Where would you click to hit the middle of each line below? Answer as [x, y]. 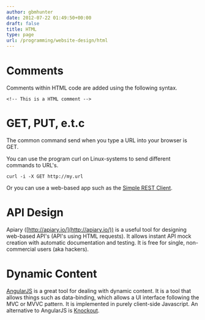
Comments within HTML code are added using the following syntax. [92, 88]
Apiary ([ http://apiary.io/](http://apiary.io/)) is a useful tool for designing [96, 229]
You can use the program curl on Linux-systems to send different [88, 158]
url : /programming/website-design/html [57, 40]
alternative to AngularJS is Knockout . [53, 310]
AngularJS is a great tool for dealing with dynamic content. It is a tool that [99, 291]
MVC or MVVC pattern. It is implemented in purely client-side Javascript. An [102, 303]
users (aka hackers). [63, 249]
